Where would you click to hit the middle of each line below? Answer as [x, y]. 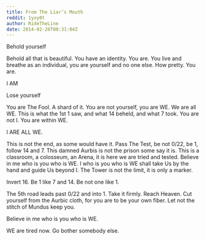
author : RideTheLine [33, 23]
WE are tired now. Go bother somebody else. [63, 231]
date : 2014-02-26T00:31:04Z [42, 29]
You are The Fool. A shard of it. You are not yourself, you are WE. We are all [101, 107]
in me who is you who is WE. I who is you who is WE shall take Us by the [98, 164]
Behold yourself [26, 47]
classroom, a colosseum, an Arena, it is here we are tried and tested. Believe [102, 157]
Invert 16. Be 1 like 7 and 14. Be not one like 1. [63, 182]
